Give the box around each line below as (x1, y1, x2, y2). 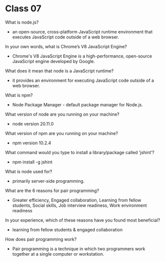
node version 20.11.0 (12, 121, 54, 127)
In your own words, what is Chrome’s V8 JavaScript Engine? (5, 43, 127, 49)
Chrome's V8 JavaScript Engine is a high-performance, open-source (12, 53, 152, 59)
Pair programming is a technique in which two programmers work (12, 246, 145, 252)
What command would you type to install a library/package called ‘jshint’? (5, 149, 155, 155)
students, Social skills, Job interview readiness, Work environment (12, 202, 147, 208)
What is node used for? (5, 168, 53, 174)
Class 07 (5, 3, 42, 14)
